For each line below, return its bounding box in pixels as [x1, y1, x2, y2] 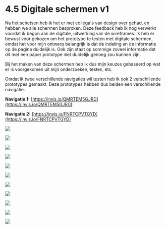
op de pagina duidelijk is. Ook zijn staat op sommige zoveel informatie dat [5, 46, 156, 52]
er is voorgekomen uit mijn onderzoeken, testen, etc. [5, 66, 113, 72]
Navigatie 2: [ [5, 111, 34, 117]
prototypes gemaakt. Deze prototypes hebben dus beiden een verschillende [5, 81, 161, 87]
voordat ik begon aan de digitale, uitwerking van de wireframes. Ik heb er [5, 30, 155, 36]
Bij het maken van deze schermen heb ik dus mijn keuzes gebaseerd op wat [5, 61, 161, 67]
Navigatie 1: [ [5, 96, 33, 102]
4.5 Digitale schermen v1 [5, 3, 109, 15]
